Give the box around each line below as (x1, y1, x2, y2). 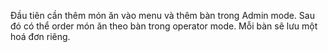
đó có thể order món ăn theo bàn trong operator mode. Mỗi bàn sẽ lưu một (10, 20, 318, 32)
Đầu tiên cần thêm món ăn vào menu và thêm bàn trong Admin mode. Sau (10, 10, 315, 21)
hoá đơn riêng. (10, 31, 71, 42)
